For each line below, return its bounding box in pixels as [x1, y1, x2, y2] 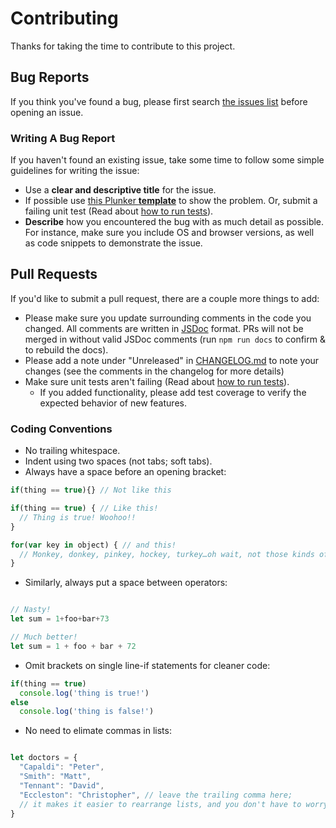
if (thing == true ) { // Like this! [10, 503, 159, 514]
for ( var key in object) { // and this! [10, 540, 177, 550]
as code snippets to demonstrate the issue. [24, 237, 203, 249]
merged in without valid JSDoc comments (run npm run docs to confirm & [24, 333, 326, 345]
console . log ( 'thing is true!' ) [19, 688, 150, 698]
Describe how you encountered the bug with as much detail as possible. [24, 216, 325, 228]
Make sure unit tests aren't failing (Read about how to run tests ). [24, 375, 290, 387]
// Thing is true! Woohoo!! [19, 512, 137, 522]
